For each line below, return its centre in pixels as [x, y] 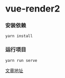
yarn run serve [21, 60]
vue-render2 [33, 9]
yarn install [19, 36]
